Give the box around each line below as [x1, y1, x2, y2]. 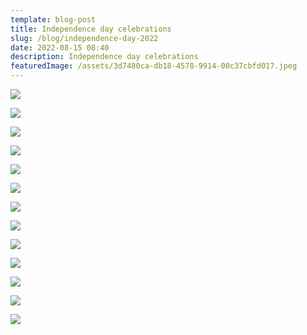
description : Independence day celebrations [10, 52, 199, 62]
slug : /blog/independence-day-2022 [10, 33, 159, 43]
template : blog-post [10, 14, 97, 25]
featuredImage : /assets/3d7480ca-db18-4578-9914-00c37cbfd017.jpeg [10, 61, 298, 71]
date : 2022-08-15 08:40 [10, 42, 110, 53]
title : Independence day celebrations [10, 24, 172, 34]
